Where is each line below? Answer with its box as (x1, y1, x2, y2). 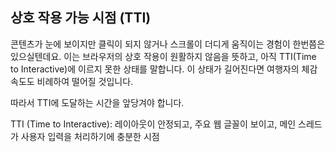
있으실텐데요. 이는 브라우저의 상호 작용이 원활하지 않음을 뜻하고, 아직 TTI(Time (10, 50, 317, 62)
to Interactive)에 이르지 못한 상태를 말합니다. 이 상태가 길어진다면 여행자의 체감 (10, 63, 318, 75)
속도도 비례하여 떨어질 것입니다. (10, 75, 134, 87)
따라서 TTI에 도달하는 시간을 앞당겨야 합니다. (10, 96, 185, 108)
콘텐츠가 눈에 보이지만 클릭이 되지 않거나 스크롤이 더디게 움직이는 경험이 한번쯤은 (10, 38, 326, 50)
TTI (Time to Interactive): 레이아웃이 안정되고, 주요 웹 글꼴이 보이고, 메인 (10, 118, 297, 130)
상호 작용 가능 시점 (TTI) (10, 9, 152, 27)
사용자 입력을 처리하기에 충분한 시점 (20, 130, 160, 142)
